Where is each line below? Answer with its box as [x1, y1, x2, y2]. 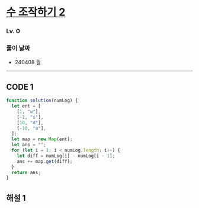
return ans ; [11, 169, 41, 175]
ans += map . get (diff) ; [17, 158, 73, 164]
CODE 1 [6, 81, 34, 92]
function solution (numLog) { [6, 97, 78, 104]
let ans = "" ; [11, 142, 46, 148]
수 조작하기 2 [6, 5, 66, 19]
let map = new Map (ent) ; [11, 136, 73, 143]
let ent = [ [11, 103, 41, 109]
